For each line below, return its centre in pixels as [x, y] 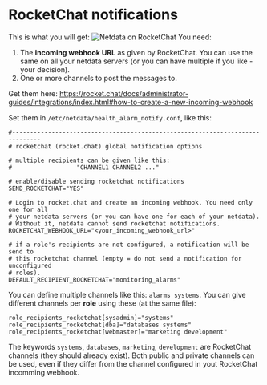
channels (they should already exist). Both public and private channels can [131, 355]
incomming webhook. [44, 372]
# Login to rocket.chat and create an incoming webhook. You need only [130, 202]
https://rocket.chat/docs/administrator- [124, 93]
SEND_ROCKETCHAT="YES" [46, 188]
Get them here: [33, 93]
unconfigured [30, 265]
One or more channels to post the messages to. [99, 78]
